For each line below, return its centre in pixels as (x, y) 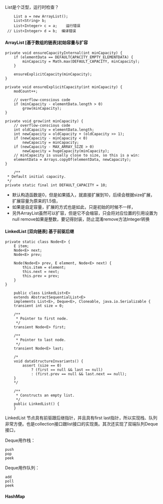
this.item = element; (44, 268)
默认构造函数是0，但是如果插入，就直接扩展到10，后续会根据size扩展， (83, 195)
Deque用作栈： (20, 441)
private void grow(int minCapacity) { (44, 121)
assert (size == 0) (42, 366)
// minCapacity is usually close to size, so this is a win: (77, 155)
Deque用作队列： (22, 468)
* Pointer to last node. (41, 340)
